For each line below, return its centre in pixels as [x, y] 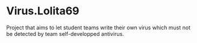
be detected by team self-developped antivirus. [65, 33]
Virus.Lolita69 [43, 11]
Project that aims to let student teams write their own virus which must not [98, 27]
